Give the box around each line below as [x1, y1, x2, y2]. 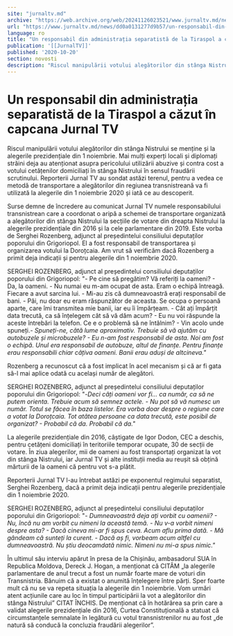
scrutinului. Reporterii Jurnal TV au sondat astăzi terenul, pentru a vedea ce [7, 174, 223, 182]
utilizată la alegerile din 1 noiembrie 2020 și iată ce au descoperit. [7, 188, 194, 196]
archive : [7, 17, 33, 24]
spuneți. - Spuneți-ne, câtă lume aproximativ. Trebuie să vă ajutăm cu [7, 326, 207, 334]
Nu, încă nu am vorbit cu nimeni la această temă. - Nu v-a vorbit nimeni [7, 519, 214, 527]
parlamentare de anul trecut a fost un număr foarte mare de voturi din [7, 569, 206, 577]
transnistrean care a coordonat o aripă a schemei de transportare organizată [7, 209, 226, 217]
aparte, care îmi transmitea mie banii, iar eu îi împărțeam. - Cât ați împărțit [7, 303, 218, 312]
